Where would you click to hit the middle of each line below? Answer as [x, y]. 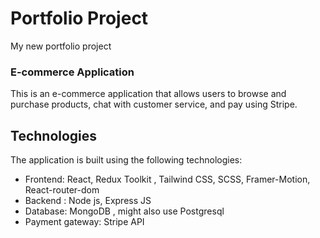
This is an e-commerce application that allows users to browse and [148, 94]
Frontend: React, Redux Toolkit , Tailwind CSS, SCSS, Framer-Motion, [167, 179]
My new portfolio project [61, 46]
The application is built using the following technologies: [126, 160]
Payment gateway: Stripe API [84, 222]
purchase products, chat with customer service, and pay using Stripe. [154, 104]
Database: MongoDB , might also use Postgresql [124, 211]
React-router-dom [62, 190]
